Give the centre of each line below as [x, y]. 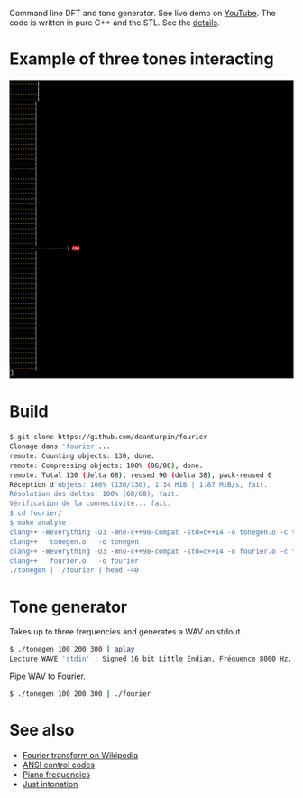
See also [42, 730]
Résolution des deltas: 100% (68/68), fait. [94, 494]
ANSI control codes [59, 765]
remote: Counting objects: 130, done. [82, 455]
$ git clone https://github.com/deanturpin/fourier [108, 437]
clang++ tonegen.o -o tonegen [74, 541]
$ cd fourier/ [36, 513]
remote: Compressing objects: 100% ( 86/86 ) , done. [106, 465]
